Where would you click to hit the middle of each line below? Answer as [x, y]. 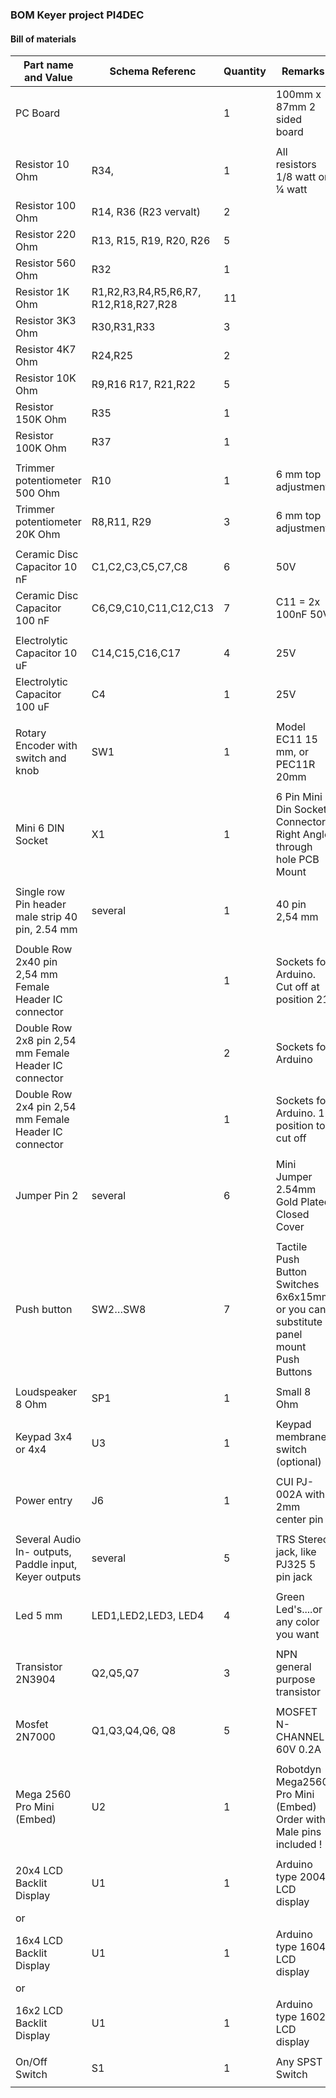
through [294, 847]
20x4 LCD [39, 1871]
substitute [299, 1322]
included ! [299, 1845]
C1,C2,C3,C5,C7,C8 [139, 567]
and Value [48, 78]
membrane [301, 1437]
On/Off [31, 2062]
